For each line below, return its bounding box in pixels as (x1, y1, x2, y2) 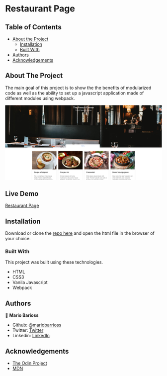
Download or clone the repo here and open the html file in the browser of (5, 230, 155, 236)
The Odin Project (12, 360, 47, 366)
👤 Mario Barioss (5, 312, 39, 318)
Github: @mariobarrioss (12, 322, 62, 328)
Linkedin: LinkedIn (12, 333, 50, 339)
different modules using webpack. (5, 95, 75, 101)
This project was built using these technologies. (5, 259, 103, 265)
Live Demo (5, 189, 39, 198)
